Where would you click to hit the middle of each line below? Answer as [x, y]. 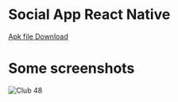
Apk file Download [39, 36]
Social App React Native [89, 15]
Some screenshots [72, 68]
